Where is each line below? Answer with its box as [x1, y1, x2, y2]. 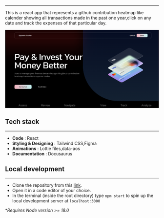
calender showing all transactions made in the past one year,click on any [5, 15, 151, 21]
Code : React [12, 135, 39, 141]
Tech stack [5, 118, 40, 126]
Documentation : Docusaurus [12, 151, 72, 156]
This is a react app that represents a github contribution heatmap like [5, 10, 144, 15]
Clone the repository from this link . [12, 182, 82, 188]
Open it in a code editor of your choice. [12, 188, 91, 194]
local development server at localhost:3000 [12, 198, 101, 204]
